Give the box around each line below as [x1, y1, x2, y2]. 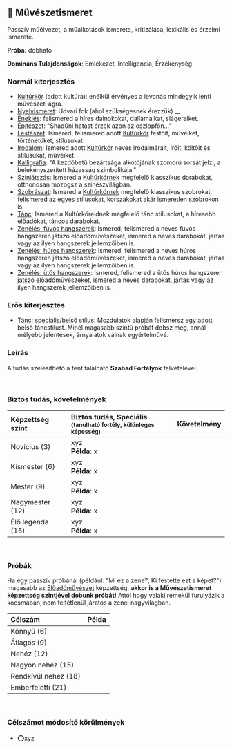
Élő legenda [10, 518, 49, 527]
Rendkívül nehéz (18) [10, 672, 81, 681]
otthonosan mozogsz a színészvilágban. [17, 180, 133, 189]
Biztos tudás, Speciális [71, 413, 148, 421]
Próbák [7, 560, 32, 570]
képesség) [71, 428, 101, 435]
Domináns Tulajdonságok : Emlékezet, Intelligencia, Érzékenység [7, 59, 193, 68]
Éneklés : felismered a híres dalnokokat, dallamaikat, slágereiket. [17, 115, 199, 123]
